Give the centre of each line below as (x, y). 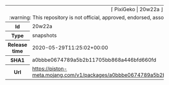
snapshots (44, 35)
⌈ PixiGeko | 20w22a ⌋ (137, 9)
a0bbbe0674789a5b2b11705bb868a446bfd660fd (94, 60)
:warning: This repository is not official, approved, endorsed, (80, 17)
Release (18, 45)
